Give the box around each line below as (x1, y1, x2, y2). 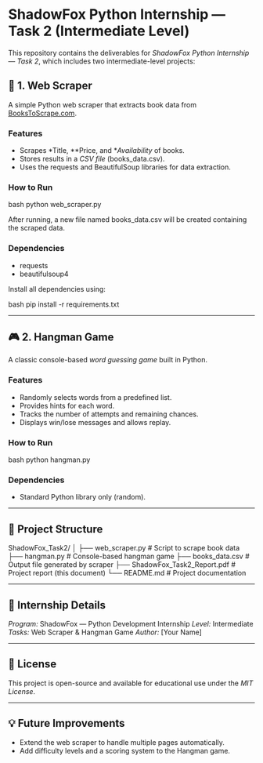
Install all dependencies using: (8, 284, 106, 293)
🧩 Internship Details (8, 598, 106, 612)
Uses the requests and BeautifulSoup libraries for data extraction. (19, 162, 231, 172)
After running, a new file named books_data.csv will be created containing (8, 215, 247, 224)
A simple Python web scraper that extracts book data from (8, 100, 197, 109)
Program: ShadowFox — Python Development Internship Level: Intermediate (8, 619, 254, 628)
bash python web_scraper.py (8, 200, 102, 209)
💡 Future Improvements (8, 717, 125, 730)
